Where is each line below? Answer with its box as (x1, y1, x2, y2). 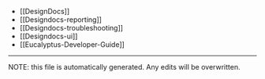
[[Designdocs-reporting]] (19, 15, 103, 24)
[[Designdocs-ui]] (19, 31, 78, 41)
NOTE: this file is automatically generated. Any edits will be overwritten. (8, 63, 241, 71)
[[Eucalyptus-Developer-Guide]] (19, 40, 125, 49)
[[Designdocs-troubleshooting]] (19, 23, 124, 32)
